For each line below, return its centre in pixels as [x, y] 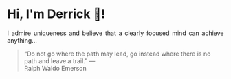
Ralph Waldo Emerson [55, 68]
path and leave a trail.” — [59, 60]
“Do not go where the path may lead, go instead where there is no [117, 54]
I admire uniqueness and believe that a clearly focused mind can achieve [115, 33]
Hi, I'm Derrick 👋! [56, 14]
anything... [22, 40]
